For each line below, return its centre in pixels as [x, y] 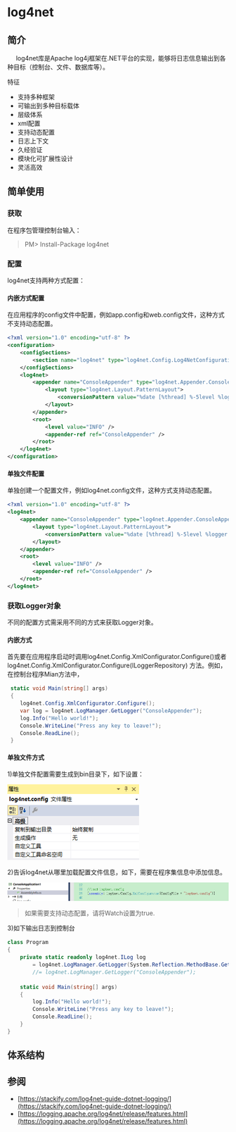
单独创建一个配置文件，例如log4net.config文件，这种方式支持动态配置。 [112, 491]
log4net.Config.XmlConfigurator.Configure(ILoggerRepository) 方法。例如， [117, 665]
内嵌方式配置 [26, 298]
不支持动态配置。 [32, 324]
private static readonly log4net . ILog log [83, 957]
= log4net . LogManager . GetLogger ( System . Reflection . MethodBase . [127, 965]
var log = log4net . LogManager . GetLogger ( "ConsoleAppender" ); [111, 711]
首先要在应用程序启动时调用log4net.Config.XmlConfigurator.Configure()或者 [117, 657]
